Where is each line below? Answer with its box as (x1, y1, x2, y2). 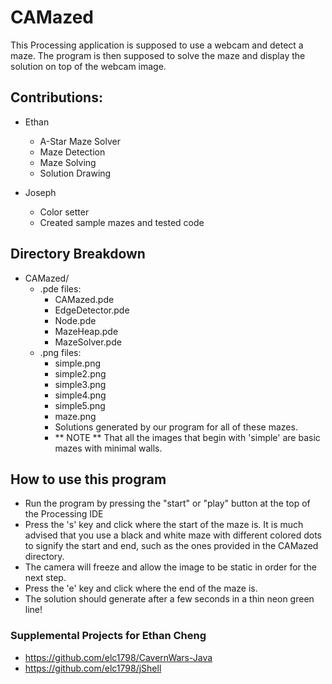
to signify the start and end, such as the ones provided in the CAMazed (24, 540, 319, 552)
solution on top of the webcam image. (10, 60, 167, 72)
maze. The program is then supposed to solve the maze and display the (10, 49, 306, 61)
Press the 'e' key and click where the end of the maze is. (24, 582, 258, 595)
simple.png (54, 357, 102, 369)
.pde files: (39, 282, 82, 295)
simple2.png (54, 367, 107, 380)
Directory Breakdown (10, 246, 146, 263)
